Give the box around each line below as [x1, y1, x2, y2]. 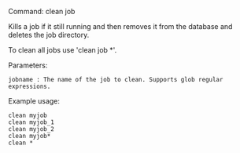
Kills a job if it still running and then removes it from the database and [8, 22, 233, 31]
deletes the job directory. [8, 31, 90, 39]
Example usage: [8, 97, 61, 105]
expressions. [8, 82, 51, 90]
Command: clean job [8, 7, 76, 16]
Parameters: [8, 60, 48, 70]
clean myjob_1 [8, 118, 55, 126]
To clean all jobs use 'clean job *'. [8, 46, 117, 54]
